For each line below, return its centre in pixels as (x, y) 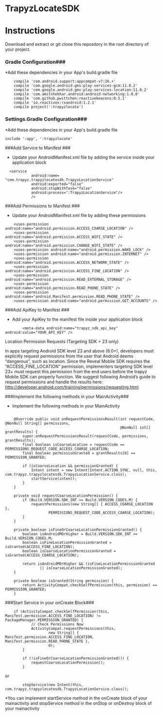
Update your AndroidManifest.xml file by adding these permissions (79, 215)
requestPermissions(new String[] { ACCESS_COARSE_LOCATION (92, 504)
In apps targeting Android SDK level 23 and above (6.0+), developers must (80, 351)
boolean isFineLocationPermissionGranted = (67, 542)
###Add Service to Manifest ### (38, 148)
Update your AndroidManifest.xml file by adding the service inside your (83, 157)
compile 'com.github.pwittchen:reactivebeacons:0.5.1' (70, 98)
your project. (18, 50)
